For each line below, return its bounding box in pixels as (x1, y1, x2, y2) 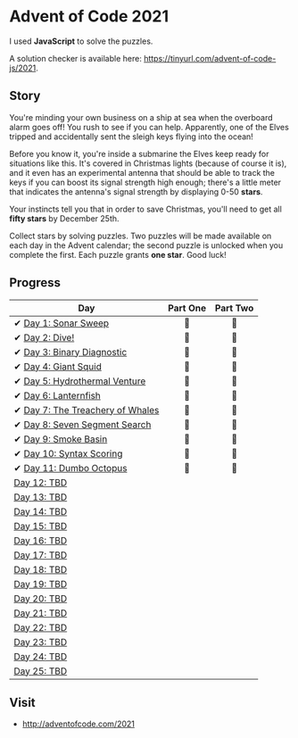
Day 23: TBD (13, 635, 68, 648)
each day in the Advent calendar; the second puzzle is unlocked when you (9, 239, 284, 251)
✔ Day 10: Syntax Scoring (13, 447, 123, 460)
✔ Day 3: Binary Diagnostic (13, 345, 128, 358)
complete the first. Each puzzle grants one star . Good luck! (9, 249, 228, 260)
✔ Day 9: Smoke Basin (13, 433, 108, 445)
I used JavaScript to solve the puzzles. (9, 36, 153, 46)
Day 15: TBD (13, 519, 68, 532)
